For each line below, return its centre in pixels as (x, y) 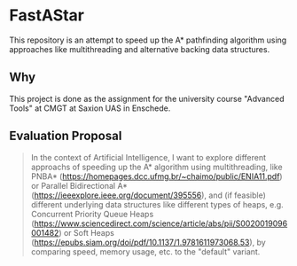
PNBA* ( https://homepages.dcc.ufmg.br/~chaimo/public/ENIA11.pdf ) (156, 176)
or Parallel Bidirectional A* (79, 185)
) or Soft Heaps (87, 232)
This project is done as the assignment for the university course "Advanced (147, 98)
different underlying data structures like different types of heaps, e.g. (157, 204)
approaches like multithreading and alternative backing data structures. (140, 49)
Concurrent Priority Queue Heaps (92, 214)
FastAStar (47, 16)
